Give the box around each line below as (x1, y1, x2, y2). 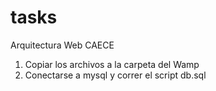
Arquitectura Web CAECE (10, 39, 115, 51)
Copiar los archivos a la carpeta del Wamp (24, 58, 200, 70)
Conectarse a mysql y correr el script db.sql (24, 69, 207, 81)
